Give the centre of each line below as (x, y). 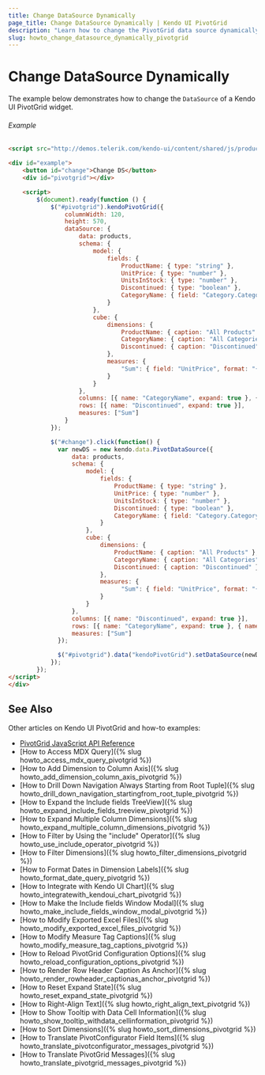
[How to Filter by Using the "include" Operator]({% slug (110, 836)
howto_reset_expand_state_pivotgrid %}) (86, 996)
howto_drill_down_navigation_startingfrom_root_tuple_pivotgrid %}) (129, 794)
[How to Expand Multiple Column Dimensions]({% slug (108, 819)
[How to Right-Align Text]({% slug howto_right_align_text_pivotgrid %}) (135, 1004)
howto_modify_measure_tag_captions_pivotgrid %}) (104, 945)
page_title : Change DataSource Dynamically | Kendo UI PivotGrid (118, 23)
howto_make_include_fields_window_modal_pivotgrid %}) (113, 912)
